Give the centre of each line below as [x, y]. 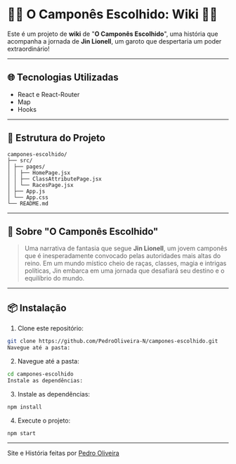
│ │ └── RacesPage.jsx [40, 185]
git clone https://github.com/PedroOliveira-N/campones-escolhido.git [113, 341]
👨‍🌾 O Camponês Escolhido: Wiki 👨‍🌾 [112, 14]
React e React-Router [48, 94]
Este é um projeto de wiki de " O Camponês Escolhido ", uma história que [113, 34]
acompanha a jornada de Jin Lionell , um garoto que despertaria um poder [114, 41]
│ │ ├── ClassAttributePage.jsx [54, 179]
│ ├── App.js [26, 191]
